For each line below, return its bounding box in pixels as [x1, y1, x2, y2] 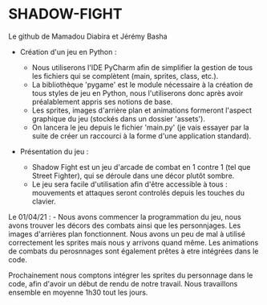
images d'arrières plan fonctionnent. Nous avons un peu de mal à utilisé [8, 229, 246, 238]
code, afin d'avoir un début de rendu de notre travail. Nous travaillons [8, 278, 238, 288]
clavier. [31, 196, 56, 206]
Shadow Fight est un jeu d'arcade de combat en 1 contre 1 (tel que [31, 162, 251, 171]
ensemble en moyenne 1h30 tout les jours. [8, 287, 148, 297]
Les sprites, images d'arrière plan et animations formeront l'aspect [31, 105, 253, 115]
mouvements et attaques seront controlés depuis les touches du [31, 188, 245, 197]
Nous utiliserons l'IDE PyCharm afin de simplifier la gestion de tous [31, 62, 253, 72]
